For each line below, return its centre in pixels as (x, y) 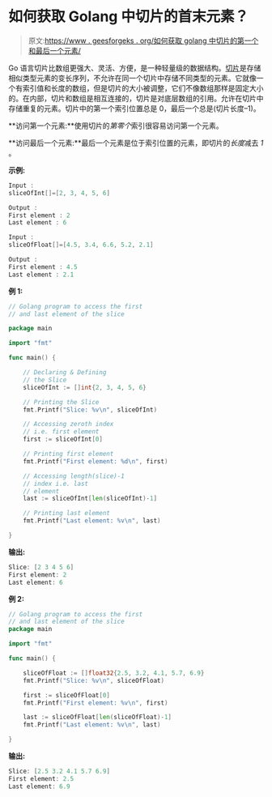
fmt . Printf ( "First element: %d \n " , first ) (96, 461)
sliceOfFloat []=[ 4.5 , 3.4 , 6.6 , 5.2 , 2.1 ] (81, 245)
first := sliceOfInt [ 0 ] (63, 439)
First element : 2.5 (41, 778)
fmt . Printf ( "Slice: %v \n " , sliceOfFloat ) (93, 680)
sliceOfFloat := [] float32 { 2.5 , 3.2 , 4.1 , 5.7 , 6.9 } (114, 673)
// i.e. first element (61, 432)
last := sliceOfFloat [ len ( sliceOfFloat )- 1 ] (98, 718)
